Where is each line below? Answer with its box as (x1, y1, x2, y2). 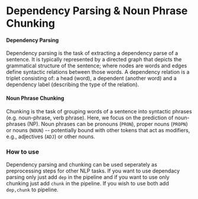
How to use (6, 148, 40, 156)
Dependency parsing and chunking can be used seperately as (6, 161, 158, 168)
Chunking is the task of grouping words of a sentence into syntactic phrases (6, 107, 192, 115)
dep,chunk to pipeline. (6, 186, 59, 193)
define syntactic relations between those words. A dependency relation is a (6, 68, 190, 76)
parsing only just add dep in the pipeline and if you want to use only (6, 173, 170, 181)
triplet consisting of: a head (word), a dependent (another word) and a (6, 75, 177, 82)
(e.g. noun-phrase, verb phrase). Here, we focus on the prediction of (6, 114, 174, 121)
